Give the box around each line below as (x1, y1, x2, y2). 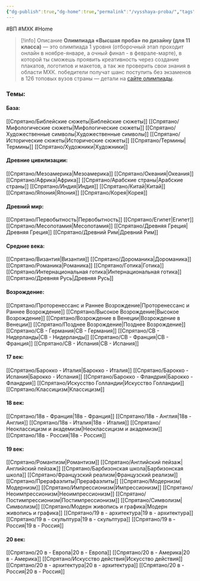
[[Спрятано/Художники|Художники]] (35, 143, 128, 150)
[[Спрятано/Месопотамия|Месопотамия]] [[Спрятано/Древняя (6, 222, 167, 230)
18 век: (6, 399, 24, 407)
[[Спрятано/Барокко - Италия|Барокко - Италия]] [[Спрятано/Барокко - (6, 367, 189, 374)
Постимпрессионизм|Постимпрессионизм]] (6, 497, 120, 504)
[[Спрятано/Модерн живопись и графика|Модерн (40, 503, 168, 511)
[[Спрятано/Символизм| (120, 497, 183, 504)
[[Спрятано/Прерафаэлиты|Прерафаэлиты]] (6, 478, 119, 485)
